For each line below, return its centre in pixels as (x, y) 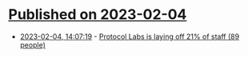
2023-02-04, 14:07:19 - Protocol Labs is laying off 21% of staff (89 (130, 36)
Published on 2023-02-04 (98, 15)
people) (32, 44)
